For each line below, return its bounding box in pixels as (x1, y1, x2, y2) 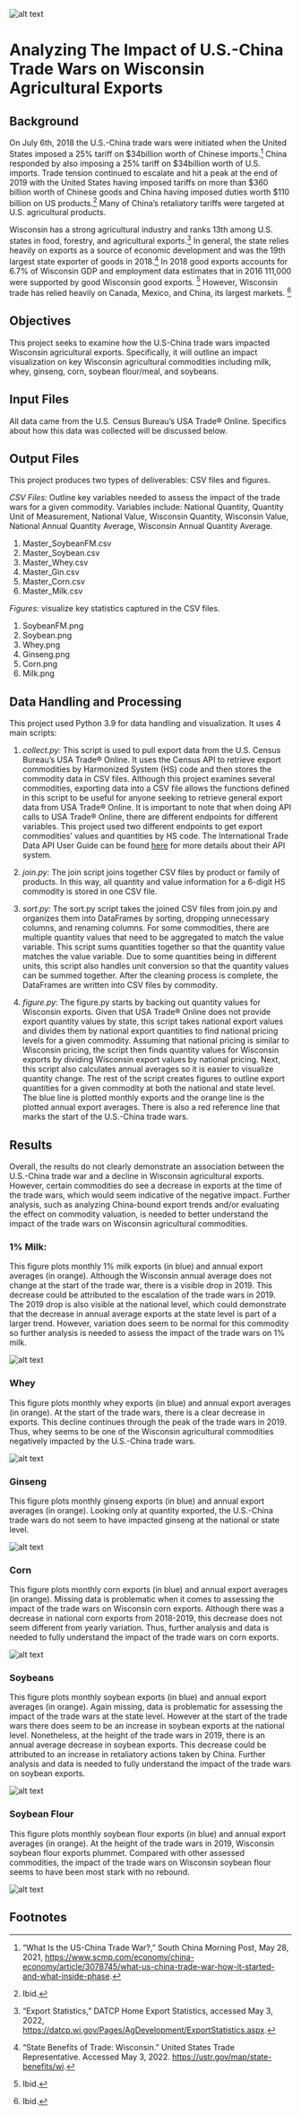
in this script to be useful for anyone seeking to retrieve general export (21, 793, 283, 803)
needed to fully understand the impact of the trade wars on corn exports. (9, 1632, 279, 1643)
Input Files (9, 392, 69, 407)
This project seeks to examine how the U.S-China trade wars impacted (9, 337, 271, 348)
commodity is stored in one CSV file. (21, 886, 158, 897)
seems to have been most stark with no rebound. (9, 1866, 190, 1877)
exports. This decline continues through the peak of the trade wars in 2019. (9, 1417, 287, 1427)
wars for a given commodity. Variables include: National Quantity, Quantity (9, 502, 284, 513)
